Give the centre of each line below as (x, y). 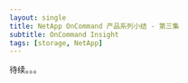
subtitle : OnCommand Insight (64, 34)
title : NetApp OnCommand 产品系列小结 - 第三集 (94, 26)
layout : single (38, 18)
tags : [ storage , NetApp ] (56, 43)
